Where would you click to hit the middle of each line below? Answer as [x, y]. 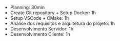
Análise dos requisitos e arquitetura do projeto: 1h [63, 23]
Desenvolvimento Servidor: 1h [42, 29]
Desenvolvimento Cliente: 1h [40, 34]
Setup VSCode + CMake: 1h [39, 18]
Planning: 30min [27, 7]
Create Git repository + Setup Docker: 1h [53, 13]
